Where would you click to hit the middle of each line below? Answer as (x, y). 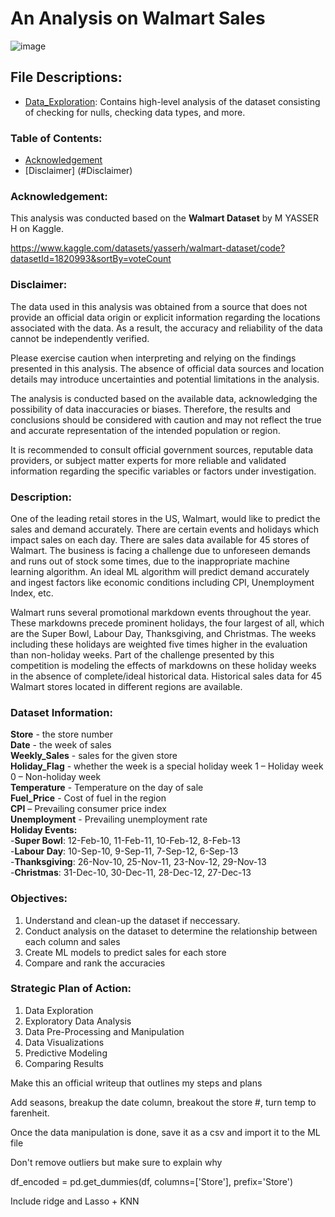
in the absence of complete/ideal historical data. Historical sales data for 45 (166, 676)
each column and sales (72, 941)
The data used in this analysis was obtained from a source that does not (159, 306)
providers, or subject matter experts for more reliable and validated (148, 460)
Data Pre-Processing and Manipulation (104, 1031)
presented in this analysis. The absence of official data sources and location (167, 368)
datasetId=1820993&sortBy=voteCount (91, 259)
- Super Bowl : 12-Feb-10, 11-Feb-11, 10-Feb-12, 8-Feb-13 (125, 841)
